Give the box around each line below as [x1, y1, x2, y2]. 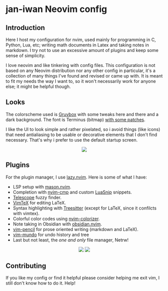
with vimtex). [12, 210, 40, 216]
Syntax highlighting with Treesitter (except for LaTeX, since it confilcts [12, 205, 157, 211]
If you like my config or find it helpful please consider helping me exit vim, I [5, 275, 160, 281]
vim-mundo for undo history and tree [12, 231, 89, 237]
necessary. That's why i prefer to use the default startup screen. [5, 136, 138, 143]
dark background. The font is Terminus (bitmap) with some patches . [5, 116, 146, 122]
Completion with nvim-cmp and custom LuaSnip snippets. [12, 189, 132, 195]
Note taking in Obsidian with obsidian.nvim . [12, 221, 102, 227]
